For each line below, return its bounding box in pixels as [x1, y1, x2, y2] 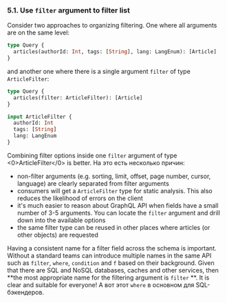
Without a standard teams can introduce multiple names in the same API [7, 251, 212, 260]
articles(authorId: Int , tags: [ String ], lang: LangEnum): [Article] [13, 48, 217, 55]
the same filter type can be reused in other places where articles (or [17, 223, 210, 231]
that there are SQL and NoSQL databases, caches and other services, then [7, 266, 219, 274]
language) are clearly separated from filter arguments [17, 179, 170, 188]
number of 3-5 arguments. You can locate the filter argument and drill [17, 208, 220, 217]
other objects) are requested [17, 231, 98, 239]
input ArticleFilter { [7, 113, 72, 120]
